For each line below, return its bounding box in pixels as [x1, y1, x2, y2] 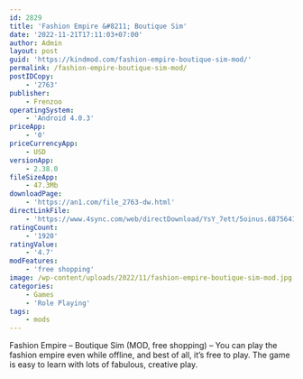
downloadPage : [9, 189, 63, 199]
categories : [9, 282, 54, 291]
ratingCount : [9, 223, 59, 232]
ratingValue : [9, 240, 59, 249]
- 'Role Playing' [25, 299, 91, 308]
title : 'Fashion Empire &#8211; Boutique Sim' [9, 22, 188, 31]
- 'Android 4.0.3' [25, 114, 95, 123]
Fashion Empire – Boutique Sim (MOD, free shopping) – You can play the [9, 340, 278, 351]
